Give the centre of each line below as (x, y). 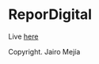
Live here (23, 36)
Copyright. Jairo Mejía (44, 51)
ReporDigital (50, 15)
